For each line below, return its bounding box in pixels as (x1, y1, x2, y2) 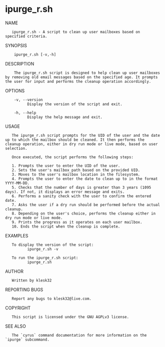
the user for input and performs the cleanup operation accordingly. (5, 79, 152, 84)
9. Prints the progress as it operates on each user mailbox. (11, 220, 142, 225)
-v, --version (14, 97, 43, 102)
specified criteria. (5, 34, 48, 39)
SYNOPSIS (5, 42, 27, 48)
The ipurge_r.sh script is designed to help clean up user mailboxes (14, 70, 161, 75)
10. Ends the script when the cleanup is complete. (11, 224, 121, 229)
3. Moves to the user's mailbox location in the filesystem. (11, 172, 140, 177)
